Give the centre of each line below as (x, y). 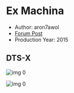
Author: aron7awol (37, 27)
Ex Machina (35, 11)
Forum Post (28, 33)
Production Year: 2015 (41, 39)
